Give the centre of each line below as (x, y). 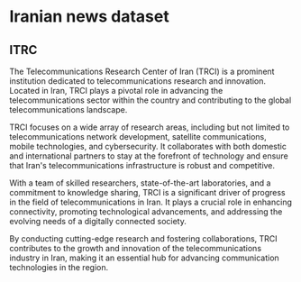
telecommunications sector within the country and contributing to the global (150, 100)
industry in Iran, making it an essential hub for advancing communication (144, 258)
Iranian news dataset (89, 17)
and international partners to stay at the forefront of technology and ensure (149, 156)
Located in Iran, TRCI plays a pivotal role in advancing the (116, 91)
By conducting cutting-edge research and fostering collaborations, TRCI (143, 239)
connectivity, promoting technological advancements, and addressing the (146, 212)
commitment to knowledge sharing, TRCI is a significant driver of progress (147, 192)
